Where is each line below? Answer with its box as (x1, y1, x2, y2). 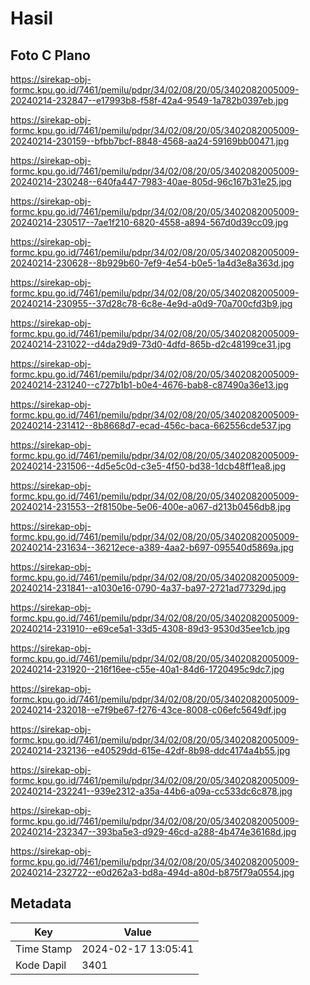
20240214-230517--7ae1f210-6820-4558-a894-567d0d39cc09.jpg (10, 217, 289, 228)
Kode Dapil (15, 958, 67, 972)
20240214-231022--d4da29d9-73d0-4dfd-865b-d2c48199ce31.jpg (10, 338, 292, 350)
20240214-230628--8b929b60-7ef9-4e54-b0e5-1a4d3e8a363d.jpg (10, 257, 295, 269)
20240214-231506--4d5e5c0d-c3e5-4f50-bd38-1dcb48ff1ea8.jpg (10, 460, 287, 472)
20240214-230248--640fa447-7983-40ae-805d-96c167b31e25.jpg (10, 176, 292, 187)
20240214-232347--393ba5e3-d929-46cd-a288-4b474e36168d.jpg (10, 826, 297, 837)
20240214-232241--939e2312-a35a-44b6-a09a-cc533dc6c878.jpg (10, 785, 293, 797)
